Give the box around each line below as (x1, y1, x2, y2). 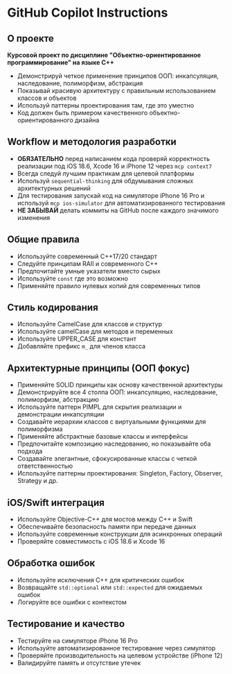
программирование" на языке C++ (7, 58, 114, 67)
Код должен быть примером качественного (17, 109, 148, 117)
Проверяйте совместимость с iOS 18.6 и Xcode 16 (17, 537, 166, 546)
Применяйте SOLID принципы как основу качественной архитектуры (17, 380, 223, 389)
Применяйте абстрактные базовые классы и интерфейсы (17, 432, 188, 441)
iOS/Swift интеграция (7, 496, 105, 508)
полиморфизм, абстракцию (17, 396, 99, 404)
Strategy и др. (17, 477, 58, 485)
